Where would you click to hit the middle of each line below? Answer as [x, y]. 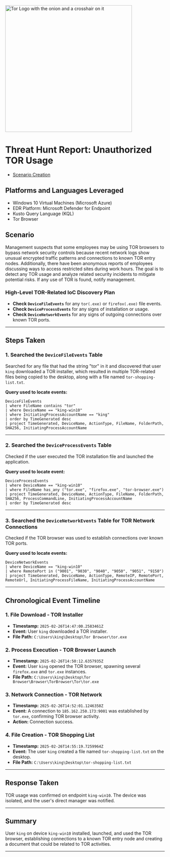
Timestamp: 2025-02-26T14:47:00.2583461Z [58, 626]
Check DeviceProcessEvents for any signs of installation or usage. [81, 309]
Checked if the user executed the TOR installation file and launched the [79, 456]
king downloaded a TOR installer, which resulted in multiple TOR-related [80, 371]
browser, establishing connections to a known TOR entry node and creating [84, 839]
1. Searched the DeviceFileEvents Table [54, 355]
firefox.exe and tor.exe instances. [50, 672]
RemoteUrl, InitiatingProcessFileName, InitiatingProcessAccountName [80, 580]
